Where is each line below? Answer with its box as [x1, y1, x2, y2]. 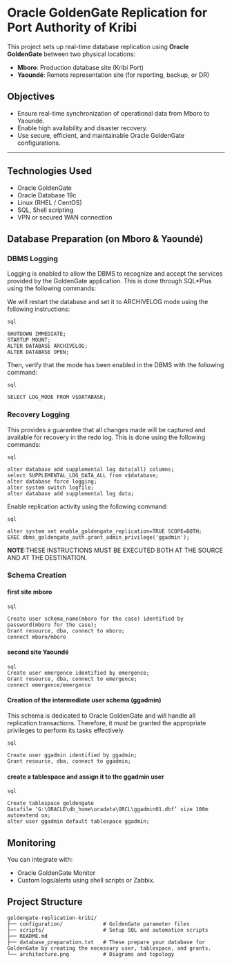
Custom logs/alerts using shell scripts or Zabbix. [17, 876, 155, 885]
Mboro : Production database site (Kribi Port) [17, 63, 144, 71]
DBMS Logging [7, 254, 59, 263]
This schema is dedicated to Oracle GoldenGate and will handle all [7, 711, 195, 720]
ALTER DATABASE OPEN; [7, 348, 70, 356]
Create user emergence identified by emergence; [7, 669, 150, 676]
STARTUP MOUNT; [7, 337, 51, 344]
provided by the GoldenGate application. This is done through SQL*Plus [7, 277, 212, 285]
